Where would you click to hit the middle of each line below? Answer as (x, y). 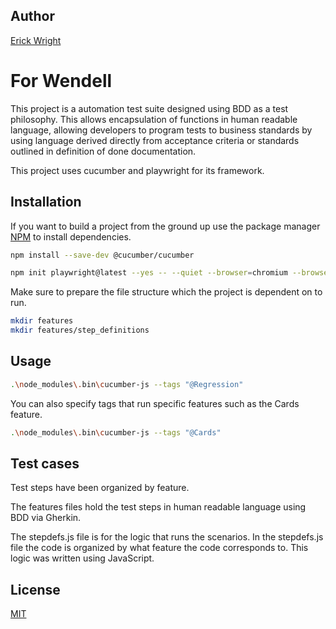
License (35, 589)
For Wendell (61, 81)
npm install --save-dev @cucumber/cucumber (102, 255)
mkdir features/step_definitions (80, 330)
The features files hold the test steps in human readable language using (158, 507)
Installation (46, 202)
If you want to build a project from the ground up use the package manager (165, 226)
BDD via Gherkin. (46, 518)
